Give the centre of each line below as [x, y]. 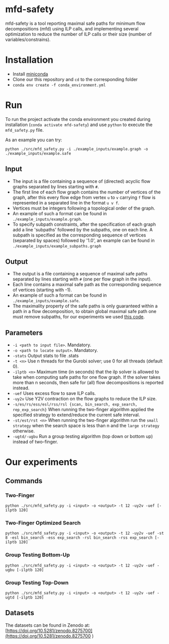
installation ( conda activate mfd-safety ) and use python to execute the [79, 125]
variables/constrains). [28, 39]
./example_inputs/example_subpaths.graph [57, 246]
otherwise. [24, 431]
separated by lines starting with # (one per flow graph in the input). [82, 279]
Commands [24, 481]
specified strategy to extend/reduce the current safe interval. [76, 415]
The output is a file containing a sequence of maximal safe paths [80, 274]
